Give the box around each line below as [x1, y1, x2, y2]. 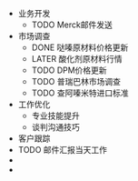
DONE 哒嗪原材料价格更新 [31, 42, 129, 53]
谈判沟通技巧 [31, 122, 80, 132]
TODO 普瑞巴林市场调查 [31, 76, 121, 86]
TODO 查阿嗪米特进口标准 [31, 87, 129, 98]
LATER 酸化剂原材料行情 [31, 54, 123, 64]
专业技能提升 [31, 110, 80, 121]
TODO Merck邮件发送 [31, 19, 113, 30]
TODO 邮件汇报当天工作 [17, 145, 107, 155]
